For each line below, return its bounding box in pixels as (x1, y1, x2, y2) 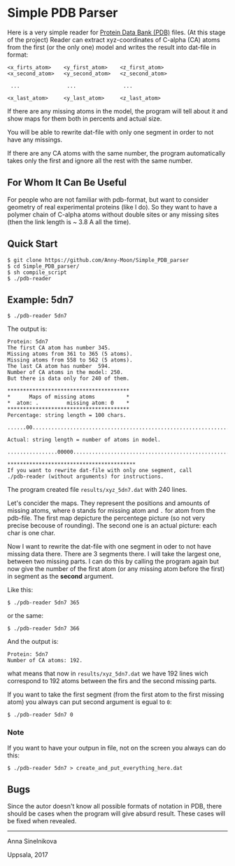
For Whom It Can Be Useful (7, 177, 127, 188)
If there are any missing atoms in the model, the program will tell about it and (7, 106, 228, 115)
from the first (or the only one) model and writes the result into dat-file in (7, 43, 217, 51)
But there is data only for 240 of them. (7, 375, 130, 383)
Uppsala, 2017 (7, 851, 49, 859)
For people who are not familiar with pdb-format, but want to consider (7, 195, 208, 204)
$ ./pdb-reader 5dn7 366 (7, 625, 80, 632)
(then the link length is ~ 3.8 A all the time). (7, 217, 131, 226)
